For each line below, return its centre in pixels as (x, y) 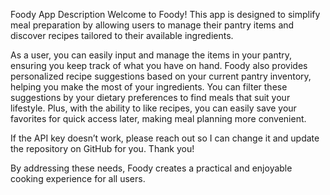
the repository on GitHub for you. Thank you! (102, 148)
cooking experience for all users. (78, 178)
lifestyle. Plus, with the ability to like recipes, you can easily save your (153, 108)
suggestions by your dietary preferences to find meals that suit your (150, 97)
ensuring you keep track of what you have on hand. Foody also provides (159, 65)
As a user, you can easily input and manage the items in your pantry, (151, 55)
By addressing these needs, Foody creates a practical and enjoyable (151, 168)
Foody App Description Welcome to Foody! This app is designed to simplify (165, 14)
